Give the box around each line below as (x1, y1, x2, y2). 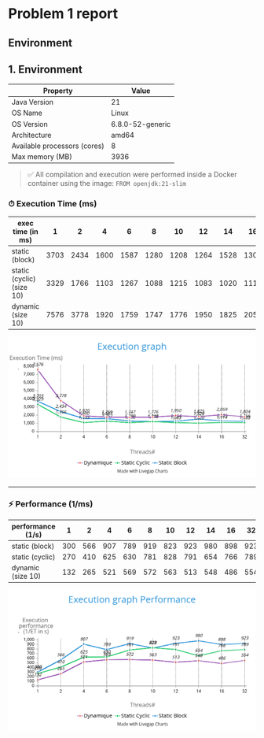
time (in (13, 226, 39, 236)
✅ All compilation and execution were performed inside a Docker (27, 169, 237, 179)
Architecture (11, 130, 53, 139)
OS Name (11, 108, 43, 118)
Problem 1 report (8, 5, 119, 23)
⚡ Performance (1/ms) (8, 498, 93, 509)
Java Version (11, 98, 53, 107)
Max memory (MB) (11, 152, 72, 161)
